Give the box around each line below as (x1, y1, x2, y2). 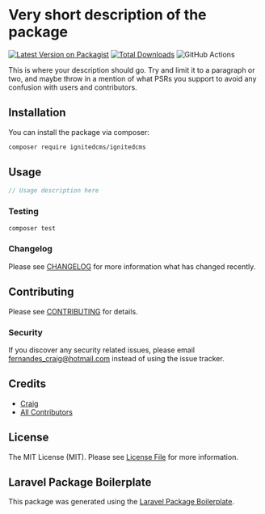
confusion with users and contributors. (8, 82, 137, 92)
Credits (8, 377, 47, 391)
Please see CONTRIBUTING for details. (8, 306, 139, 316)
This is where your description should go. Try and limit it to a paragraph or (8, 65, 256, 74)
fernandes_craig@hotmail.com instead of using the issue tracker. (8, 353, 225, 363)
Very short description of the (8, 6, 208, 24)
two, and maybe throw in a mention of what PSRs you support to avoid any (8, 74, 257, 83)
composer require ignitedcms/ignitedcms (8, 143, 147, 151)
